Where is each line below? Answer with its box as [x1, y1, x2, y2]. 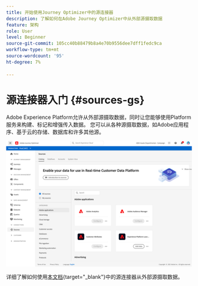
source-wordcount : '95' [6, 53, 65, 59]
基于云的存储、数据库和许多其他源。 [16, 128, 104, 135]
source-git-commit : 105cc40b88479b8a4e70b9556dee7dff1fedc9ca [6, 41, 162, 46]
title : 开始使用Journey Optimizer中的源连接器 [6, 9, 114, 15]
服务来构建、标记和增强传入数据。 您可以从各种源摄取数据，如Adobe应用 [6, 121, 184, 128]
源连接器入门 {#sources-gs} [6, 93, 145, 107]
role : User [6, 28, 33, 34]
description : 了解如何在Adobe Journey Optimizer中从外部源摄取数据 [6, 15, 163, 22]
